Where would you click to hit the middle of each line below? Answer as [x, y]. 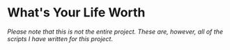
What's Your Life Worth [76, 13]
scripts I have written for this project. [60, 38]
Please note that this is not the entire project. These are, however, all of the [115, 32]
